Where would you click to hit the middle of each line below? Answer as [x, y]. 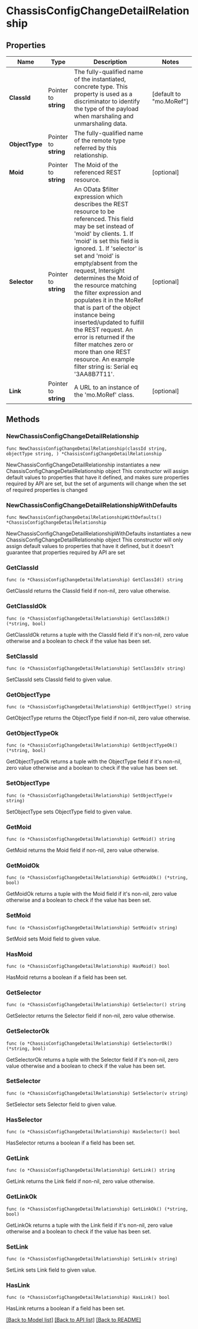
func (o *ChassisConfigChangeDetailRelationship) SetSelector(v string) [97, 1093]
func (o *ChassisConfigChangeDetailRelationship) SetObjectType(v [89, 795]
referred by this [95, 148]
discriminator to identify [107, 101]
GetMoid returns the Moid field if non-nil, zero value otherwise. [82, 850]
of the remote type [100, 140]
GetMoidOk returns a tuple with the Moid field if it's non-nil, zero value [92, 894]
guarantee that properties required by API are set [66, 552]
